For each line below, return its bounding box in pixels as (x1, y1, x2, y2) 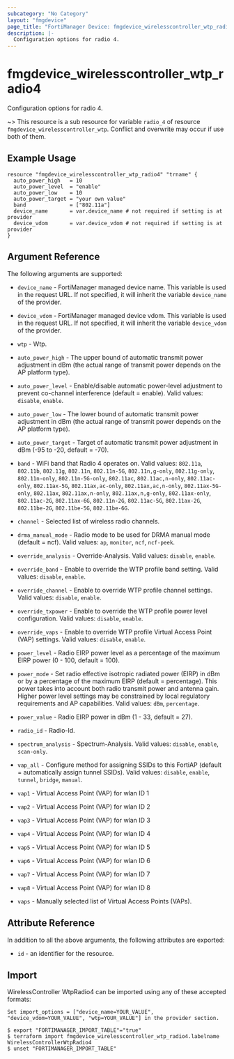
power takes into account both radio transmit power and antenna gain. (17, 684, 219, 692)
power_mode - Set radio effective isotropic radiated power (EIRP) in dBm (17, 669, 221, 678)
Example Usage (7, 153, 77, 165)
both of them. (7, 132, 47, 141)
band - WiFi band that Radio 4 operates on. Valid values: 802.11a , (17, 459, 203, 467)
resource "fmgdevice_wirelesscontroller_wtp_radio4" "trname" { (7, 171, 198, 178)
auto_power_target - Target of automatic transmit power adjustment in (17, 438, 219, 446)
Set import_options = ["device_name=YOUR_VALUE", (7, 1009, 155, 1016)
